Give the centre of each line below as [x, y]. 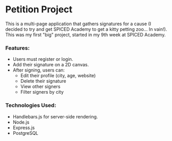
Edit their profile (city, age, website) [58, 76]
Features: [17, 48]
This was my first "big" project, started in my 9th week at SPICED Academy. [85, 34]
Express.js [24, 128]
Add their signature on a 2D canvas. [51, 65]
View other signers [40, 86]
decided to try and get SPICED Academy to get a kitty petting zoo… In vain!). [86, 29]
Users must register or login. [43, 59]
